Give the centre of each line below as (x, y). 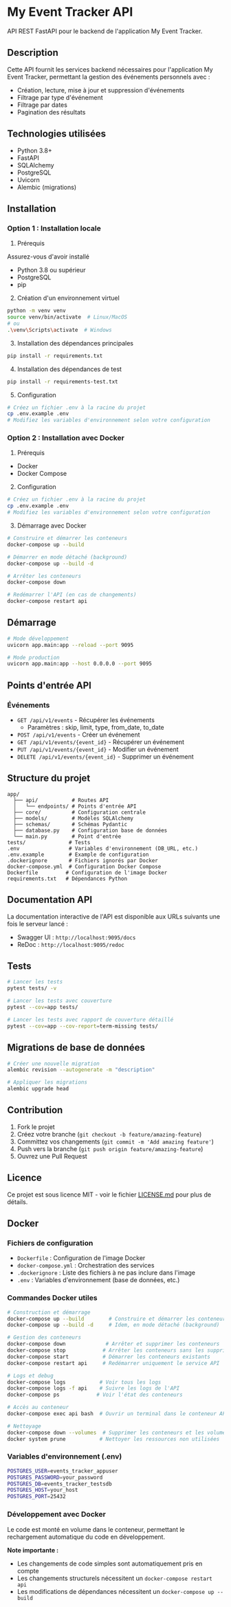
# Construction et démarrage (49, 1312)
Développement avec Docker (57, 1515)
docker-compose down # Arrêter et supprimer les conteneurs (113, 1344)
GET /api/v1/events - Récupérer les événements (86, 720)
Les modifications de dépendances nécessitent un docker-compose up (115, 1591)
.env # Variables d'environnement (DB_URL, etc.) (102, 848)
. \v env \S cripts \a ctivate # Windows (59, 330)
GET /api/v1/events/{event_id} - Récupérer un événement (100, 742)
